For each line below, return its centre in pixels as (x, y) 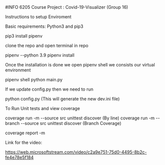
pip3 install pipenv (24, 36)
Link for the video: (24, 142)
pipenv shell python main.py (34, 80)
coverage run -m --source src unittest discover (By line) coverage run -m (80, 118)
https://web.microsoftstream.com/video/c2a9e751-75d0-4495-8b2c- (76, 152)
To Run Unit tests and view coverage (43, 108)
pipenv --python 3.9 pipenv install (40, 55)
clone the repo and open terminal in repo (47, 46)
